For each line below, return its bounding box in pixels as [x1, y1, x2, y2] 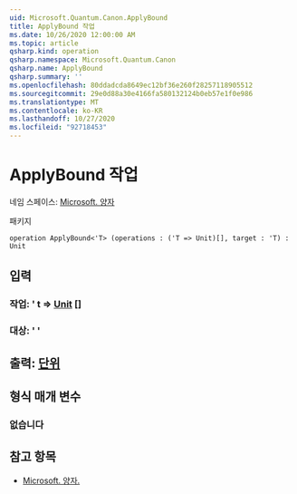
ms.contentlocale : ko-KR [9, 106, 103, 115]
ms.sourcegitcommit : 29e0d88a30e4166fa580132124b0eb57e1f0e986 [9, 89, 254, 98]
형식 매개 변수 [9, 389, 81, 404]
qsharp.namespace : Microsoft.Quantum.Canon [9, 55, 177, 64]
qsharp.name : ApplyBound [9, 64, 103, 73]
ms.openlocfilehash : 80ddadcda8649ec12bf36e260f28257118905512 [9, 81, 254, 90]
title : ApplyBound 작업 [9, 22, 95, 31]
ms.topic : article [9, 38, 79, 48]
